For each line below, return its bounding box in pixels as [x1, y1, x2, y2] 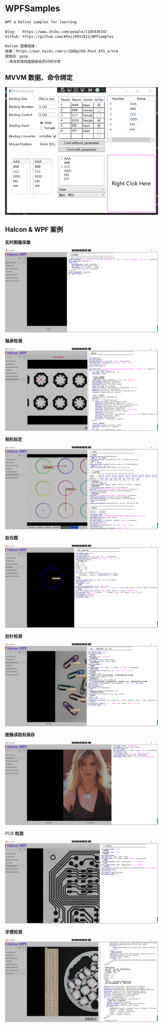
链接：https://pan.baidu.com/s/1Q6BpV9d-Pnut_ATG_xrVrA [5, 49, 118, 53]
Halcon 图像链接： [5, 43, 39, 49]
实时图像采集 [5, 239, 31, 245]
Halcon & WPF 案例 [5, 226, 63, 234]
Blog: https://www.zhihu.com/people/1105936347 [5, 29, 108, 34]
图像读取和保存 [5, 732, 35, 738]
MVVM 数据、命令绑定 [5, 73, 73, 82]
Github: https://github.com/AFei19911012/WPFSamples [5, 34, 114, 39]
